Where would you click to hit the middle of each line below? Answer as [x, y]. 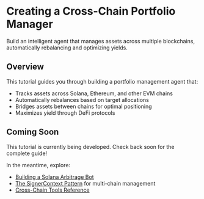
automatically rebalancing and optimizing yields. [67, 48]
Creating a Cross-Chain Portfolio [91, 11]
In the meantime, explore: [38, 165]
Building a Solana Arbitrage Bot [54, 177]
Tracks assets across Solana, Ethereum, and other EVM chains [94, 93]
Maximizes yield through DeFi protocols [65, 113]
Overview [25, 67]
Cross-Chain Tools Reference [52, 190]
